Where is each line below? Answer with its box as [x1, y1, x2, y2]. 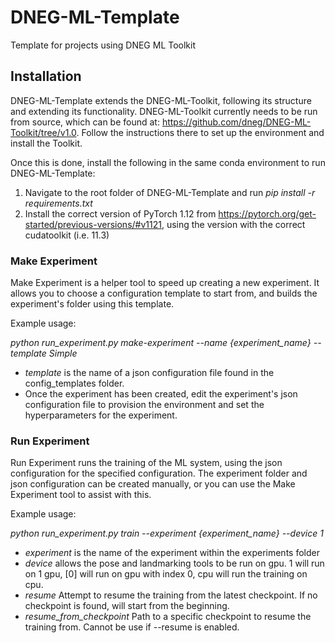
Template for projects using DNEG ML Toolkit [10, 39, 197, 51]
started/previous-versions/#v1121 [24, 218, 162, 230]
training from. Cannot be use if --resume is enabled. [24, 621, 240, 633]
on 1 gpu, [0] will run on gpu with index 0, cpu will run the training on [24, 568, 308, 580]
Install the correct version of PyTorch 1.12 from [24, 207, 217, 220]
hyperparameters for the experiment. [24, 409, 178, 421]
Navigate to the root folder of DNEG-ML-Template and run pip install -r [24, 186, 316, 198]
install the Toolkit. [10, 137, 83, 149]
